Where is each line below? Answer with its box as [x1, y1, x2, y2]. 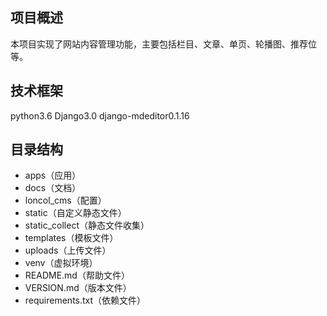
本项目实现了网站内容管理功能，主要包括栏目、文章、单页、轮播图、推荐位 [10, 38, 317, 50]
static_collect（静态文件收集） [24, 219, 150, 232]
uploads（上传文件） [24, 244, 112, 257]
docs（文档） [24, 182, 82, 194]
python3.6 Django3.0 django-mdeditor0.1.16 [10, 109, 190, 122]
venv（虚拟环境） [24, 257, 98, 269]
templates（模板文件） [24, 232, 119, 244]
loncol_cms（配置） [24, 194, 107, 207]
